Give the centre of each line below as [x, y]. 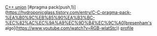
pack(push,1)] [62, 7]
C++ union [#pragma [26, 7]
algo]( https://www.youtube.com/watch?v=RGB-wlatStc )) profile [69, 28]
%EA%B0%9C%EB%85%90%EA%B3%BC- [50, 18]
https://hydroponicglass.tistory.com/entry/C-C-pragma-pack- [69, 12]
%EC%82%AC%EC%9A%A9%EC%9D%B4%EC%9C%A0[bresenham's [78, 23]
